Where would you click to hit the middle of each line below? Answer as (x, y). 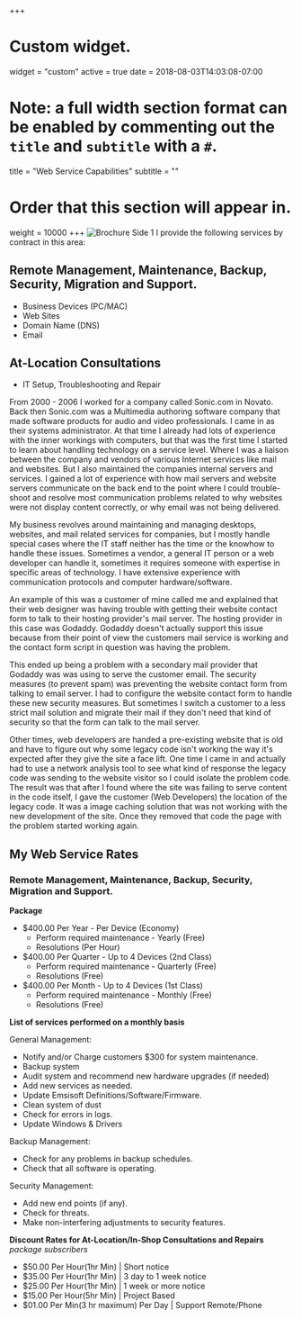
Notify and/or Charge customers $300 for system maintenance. (140, 1057)
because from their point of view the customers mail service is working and (149, 638)
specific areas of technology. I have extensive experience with (125, 573)
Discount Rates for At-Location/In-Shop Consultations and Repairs (137, 1240)
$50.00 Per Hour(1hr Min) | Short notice (96, 1267)
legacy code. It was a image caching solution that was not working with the (148, 807)
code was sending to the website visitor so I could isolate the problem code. (150, 778)
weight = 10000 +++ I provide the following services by (146, 232)
